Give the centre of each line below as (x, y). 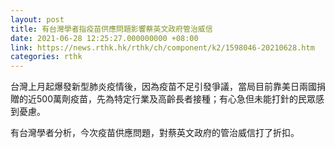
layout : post (37, 19)
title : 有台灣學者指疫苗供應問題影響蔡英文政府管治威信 (111, 29)
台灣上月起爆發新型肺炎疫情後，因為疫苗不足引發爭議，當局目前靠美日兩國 (163, 87)
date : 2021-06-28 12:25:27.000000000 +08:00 (104, 38)
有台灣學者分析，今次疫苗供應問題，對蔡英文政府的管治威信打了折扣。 (155, 133)
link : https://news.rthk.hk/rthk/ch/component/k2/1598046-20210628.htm (162, 47)
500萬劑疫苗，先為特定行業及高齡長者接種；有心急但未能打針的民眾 (176, 99)
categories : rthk (46, 57)
